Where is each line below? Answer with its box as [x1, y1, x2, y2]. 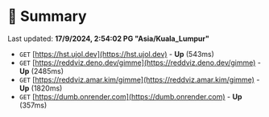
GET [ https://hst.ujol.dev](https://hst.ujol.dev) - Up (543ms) [19, 49, 215, 58]
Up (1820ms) [19, 83, 63, 93]
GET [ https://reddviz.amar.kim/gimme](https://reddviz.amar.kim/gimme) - [19, 75, 260, 84]
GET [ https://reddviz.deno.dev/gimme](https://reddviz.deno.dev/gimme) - [19, 58, 262, 67]
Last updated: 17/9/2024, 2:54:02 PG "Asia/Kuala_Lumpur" [7, 34, 210, 43]
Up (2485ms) [19, 66, 64, 75]
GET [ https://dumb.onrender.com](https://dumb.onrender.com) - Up [19, 91, 242, 101]
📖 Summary [7, 7, 87, 26]
